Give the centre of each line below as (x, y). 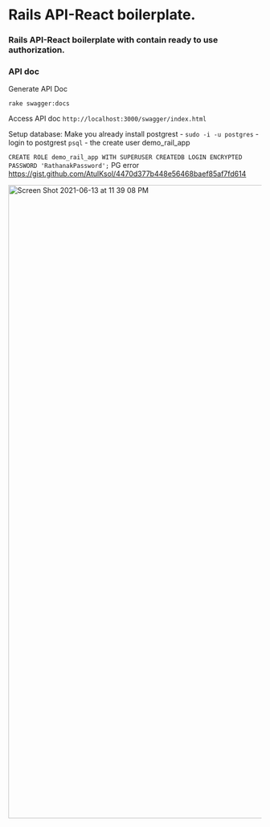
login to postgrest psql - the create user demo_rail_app (99, 143)
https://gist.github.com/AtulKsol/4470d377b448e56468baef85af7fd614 (127, 174)
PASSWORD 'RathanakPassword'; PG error (74, 166)
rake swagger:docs (39, 104)
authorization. (37, 50)
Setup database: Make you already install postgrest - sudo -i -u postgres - (134, 134)
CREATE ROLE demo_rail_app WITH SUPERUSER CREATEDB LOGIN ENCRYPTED (125, 158)
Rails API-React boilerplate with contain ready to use (113, 40)
